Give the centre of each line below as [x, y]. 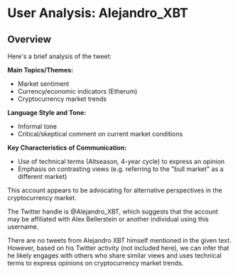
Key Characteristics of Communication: [67, 148]
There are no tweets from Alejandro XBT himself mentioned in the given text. [120, 240]
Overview [29, 39]
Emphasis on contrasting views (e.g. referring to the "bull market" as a [120, 169]
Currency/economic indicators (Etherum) [77, 91]
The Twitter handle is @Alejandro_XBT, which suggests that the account [113, 212]
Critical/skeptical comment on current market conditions [100, 134]
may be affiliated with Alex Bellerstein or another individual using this [108, 219]
